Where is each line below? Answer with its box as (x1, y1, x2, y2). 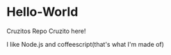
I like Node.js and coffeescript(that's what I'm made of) (6, 40, 165, 48)
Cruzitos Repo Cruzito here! (6, 27, 86, 35)
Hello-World (6, 4, 79, 20)
